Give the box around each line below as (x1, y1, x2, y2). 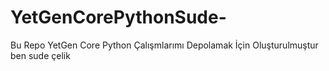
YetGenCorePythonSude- (10, 6, 227, 29)
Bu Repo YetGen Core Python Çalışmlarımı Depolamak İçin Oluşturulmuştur (10, 39, 319, 51)
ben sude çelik (10, 49, 71, 61)
